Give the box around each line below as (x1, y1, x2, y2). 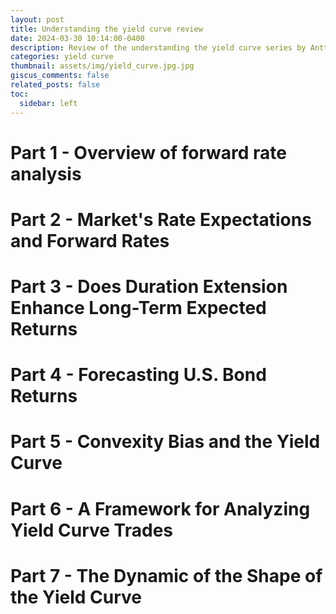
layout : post (10, 14, 65, 25)
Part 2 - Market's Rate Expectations (10, 208, 312, 231)
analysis (10, 162, 82, 185)
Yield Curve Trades (10, 519, 173, 541)
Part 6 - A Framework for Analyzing (10, 497, 311, 520)
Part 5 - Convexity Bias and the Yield (10, 431, 321, 453)
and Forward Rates (10, 229, 170, 252)
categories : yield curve (10, 52, 114, 62)
